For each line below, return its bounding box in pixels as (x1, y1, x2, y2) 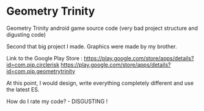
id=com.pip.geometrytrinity (6, 67, 75, 74)
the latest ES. (6, 85, 40, 93)
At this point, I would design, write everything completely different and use (6, 79, 194, 87)
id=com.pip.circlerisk (6, 61, 60, 68)
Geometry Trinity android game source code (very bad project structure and (6, 24, 199, 32)
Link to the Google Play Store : (6, 54, 83, 62)
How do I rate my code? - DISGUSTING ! (6, 98, 108, 105)
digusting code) (6, 30, 46, 38)
